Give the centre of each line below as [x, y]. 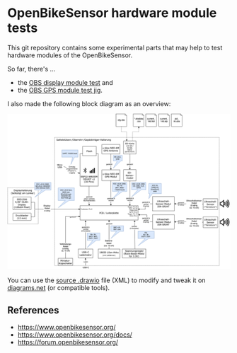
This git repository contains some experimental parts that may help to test [115, 47]
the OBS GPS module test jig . [60, 90]
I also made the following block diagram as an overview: [89, 103]
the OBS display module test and [65, 82]
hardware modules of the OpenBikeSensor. [70, 55]
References [33, 310]
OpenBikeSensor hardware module [112, 13]
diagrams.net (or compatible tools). [59, 288]
